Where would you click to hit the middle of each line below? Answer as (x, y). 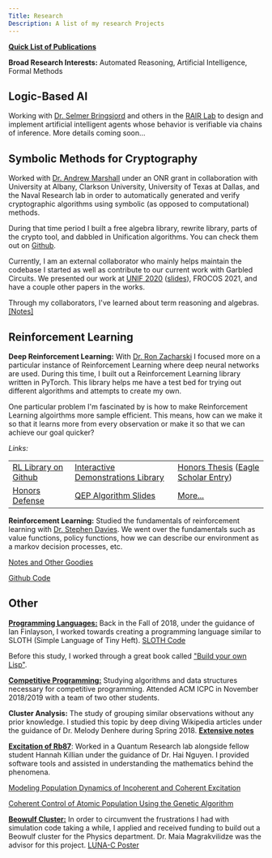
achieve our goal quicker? (51, 432)
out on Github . (32, 246)
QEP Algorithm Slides (115, 495)
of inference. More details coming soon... (77, 133)
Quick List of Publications (53, 46)
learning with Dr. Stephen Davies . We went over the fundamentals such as (132, 529)
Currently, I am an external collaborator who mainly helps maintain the (125, 261)
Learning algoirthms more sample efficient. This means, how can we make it (136, 415)
